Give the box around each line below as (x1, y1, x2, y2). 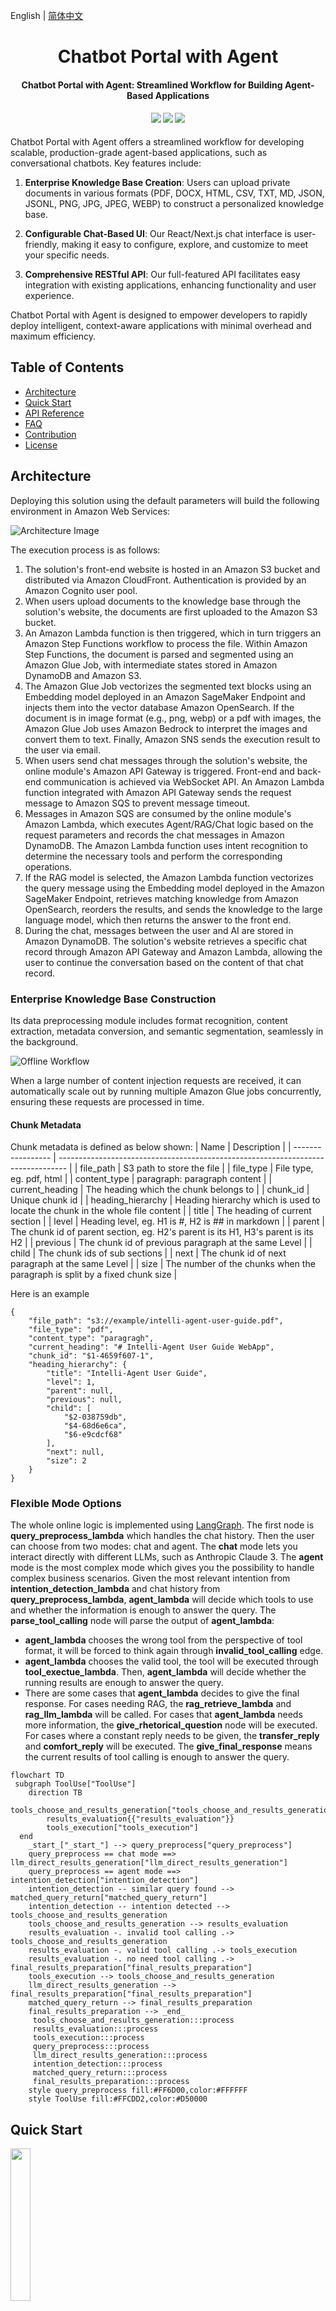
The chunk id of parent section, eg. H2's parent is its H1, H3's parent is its (10, 1226, 314, 1238)
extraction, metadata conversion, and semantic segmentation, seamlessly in (10, 1025, 324, 1037)
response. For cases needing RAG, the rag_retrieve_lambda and (24, 1698, 292, 1710)
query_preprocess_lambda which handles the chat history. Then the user (10, 1530, 315, 1542)
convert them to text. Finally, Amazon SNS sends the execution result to (24, 733, 321, 745)
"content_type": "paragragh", (28, 1334, 155, 1344)
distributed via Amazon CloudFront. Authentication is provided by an (24, 574, 307, 586)
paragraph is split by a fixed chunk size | (10, 1269, 178, 1281)
